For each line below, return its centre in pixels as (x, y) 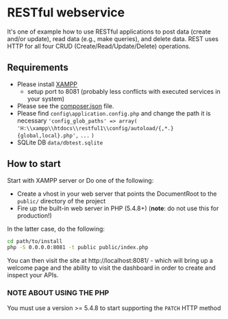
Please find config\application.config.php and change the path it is (114, 113)
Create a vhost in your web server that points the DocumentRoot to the (117, 194)
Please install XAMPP (47, 84)
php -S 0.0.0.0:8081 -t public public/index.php (78, 248)
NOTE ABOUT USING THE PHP (58, 293)
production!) (35, 215)
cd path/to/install (35, 241)
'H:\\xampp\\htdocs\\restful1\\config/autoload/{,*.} (95, 128)
